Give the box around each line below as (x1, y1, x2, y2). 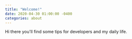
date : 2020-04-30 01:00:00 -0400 (5, 11, 73, 16)
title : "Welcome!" (5, 7, 42, 12)
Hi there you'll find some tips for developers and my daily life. (5, 29, 127, 35)
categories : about (5, 16, 42, 20)
